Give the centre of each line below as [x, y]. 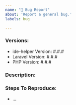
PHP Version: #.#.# [32, 62]
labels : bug [17, 19]
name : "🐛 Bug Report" [28, 10]
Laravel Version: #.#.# [35, 56]
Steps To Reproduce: [31, 88]
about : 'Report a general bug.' [38, 14]
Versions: [17, 41]
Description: [20, 75]
